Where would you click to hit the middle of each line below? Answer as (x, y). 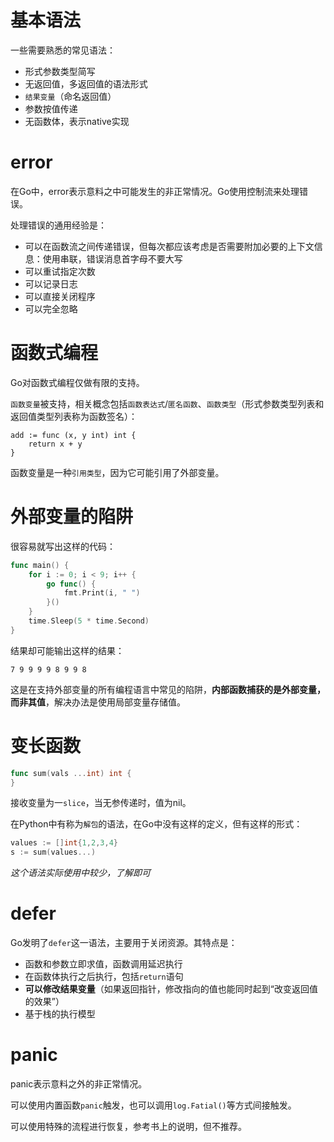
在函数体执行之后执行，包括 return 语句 (104, 977)
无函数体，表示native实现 (77, 121)
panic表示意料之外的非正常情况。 (79, 1084)
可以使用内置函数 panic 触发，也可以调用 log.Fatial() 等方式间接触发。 (153, 1105)
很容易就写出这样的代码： (63, 546)
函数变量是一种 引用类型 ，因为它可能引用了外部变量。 (117, 472)
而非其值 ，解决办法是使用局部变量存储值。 (98, 702)
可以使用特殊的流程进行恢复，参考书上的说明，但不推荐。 (128, 1127)
